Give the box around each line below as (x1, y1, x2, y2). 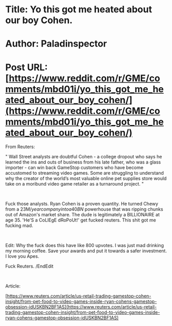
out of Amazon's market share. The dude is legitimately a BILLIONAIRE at (5, 212, 160, 218)
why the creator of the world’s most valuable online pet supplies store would (5, 175, 167, 181)
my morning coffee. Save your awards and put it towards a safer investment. (5, 248, 167, 254)
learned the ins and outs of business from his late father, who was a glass (5, 159, 161, 165)
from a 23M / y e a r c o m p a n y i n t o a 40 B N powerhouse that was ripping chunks (5, 206, 163, 212)
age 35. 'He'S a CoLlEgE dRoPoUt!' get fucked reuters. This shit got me (5, 217, 157, 223)
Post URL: (5, 62, 48, 73)
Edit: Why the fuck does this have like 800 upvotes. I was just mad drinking (5, 242, 164, 249)
